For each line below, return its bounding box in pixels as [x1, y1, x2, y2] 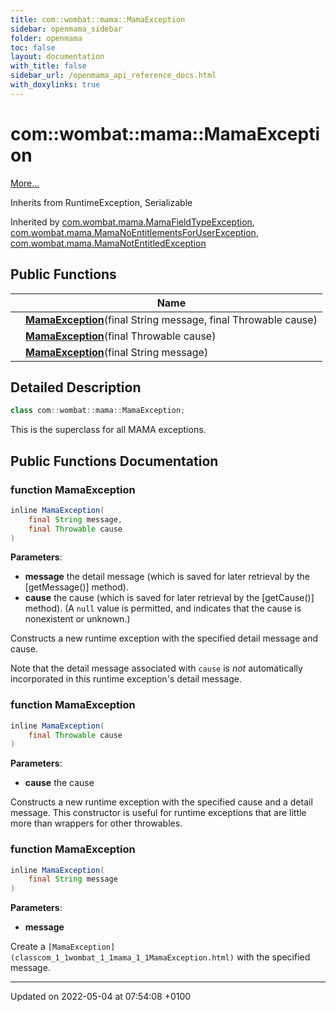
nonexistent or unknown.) [24, 613, 131, 625]
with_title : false [10, 61, 87, 71]
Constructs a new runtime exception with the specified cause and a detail [10, 796, 313, 808]
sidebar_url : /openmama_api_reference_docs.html [10, 71, 217, 81]
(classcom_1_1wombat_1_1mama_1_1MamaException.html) [10, 953, 235, 963]
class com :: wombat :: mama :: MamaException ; [10, 406, 186, 416]
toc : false [10, 42, 56, 53]
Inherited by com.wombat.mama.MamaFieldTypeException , [10, 216, 255, 228]
